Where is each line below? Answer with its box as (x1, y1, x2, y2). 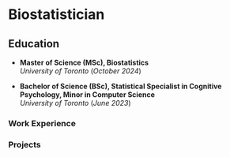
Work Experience (8, 118, 77, 129)
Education (8, 37, 60, 50)
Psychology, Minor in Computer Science (19, 90, 156, 99)
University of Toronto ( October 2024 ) (19, 66, 142, 76)
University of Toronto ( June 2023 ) (19, 99, 132, 107)
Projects (8, 139, 41, 150)
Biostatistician (8, 6, 105, 24)
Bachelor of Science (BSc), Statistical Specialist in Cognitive (19, 81, 222, 91)
